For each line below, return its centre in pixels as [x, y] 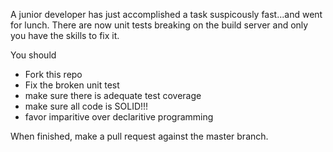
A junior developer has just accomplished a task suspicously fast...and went [166, 14]
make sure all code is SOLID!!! [86, 106]
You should [33, 55]
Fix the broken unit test [72, 85]
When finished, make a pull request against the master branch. [139, 136]
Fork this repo [53, 74]
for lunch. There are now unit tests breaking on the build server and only [159, 25]
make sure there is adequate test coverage [113, 95]
